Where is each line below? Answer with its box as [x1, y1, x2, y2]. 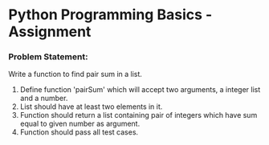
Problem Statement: [8, 51, 88, 62]
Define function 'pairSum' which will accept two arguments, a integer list [19, 85, 261, 95]
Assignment [8, 22, 92, 41]
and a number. [19, 94, 68, 103]
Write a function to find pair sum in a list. [8, 70, 143, 79]
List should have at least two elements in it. [19, 102, 163, 111]
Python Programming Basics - [8, 6, 213, 24]
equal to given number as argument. [19, 119, 141, 129]
